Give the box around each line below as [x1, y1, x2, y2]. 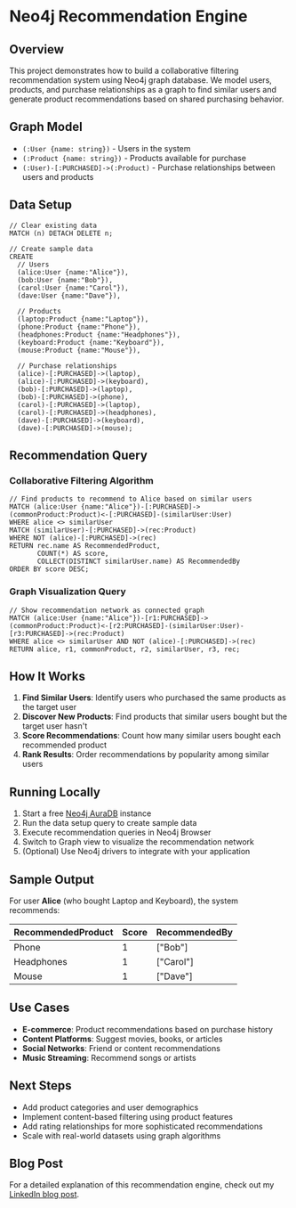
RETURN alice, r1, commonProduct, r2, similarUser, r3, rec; [9, 644, 241, 654]
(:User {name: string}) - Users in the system [21, 143, 191, 153]
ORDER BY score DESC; [9, 565, 90, 574]
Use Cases [9, 1000, 70, 1016]
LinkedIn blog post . [9, 1189, 80, 1200]
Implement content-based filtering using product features [21, 1111, 234, 1122]
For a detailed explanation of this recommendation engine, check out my [9, 1179, 275, 1190]
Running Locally [9, 784, 100, 799]
